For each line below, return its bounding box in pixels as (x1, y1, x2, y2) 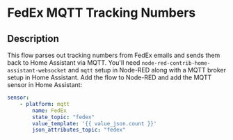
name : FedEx (32, 107, 67, 114)
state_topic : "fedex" (32, 114, 95, 120)
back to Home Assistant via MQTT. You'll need (7, 59, 140, 67)
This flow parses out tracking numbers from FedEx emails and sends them (7, 51, 220, 59)
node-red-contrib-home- (141, 60, 211, 67)
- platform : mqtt (19, 100, 70, 107)
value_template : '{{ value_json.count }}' (32, 120, 157, 127)
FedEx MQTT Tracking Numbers (7, 5, 196, 21)
